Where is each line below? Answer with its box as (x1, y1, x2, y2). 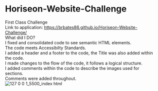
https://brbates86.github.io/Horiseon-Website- (44, 24, 138, 30)
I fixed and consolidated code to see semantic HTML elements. (5, 39, 132, 45)
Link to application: (5, 24, 43, 30)
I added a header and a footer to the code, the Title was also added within (5, 50, 153, 56)
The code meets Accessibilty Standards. (5, 45, 87, 51)
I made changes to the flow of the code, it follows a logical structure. (5, 60, 142, 66)
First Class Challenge (5, 19, 48, 25)
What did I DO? (5, 35, 35, 40)
